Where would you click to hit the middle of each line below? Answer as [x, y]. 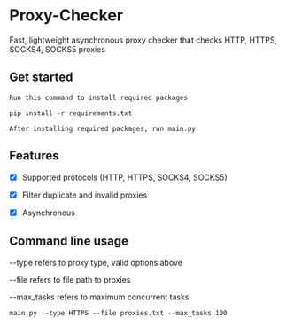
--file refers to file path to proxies [70, 279]
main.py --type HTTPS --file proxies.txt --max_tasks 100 [118, 313]
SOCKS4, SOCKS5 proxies [58, 49]
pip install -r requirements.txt [71, 113]
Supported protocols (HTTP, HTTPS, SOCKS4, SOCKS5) [124, 177]
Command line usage [69, 241]
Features [34, 156]
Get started [41, 78]
